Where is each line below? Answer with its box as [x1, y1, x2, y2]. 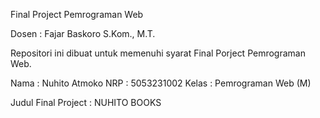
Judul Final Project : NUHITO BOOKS [10, 97, 162, 108]
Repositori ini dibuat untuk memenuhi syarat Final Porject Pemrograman [10, 47, 306, 59]
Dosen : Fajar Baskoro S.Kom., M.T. [10, 28, 156, 39]
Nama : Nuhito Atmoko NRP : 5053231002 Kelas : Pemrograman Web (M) [10, 77, 312, 89]
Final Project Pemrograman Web [10, 9, 144, 20]
